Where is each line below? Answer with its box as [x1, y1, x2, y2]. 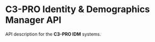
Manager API [5, 14, 62, 26]
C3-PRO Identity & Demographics [5, 4, 150, 15]
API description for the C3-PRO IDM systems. [5, 31, 101, 37]
